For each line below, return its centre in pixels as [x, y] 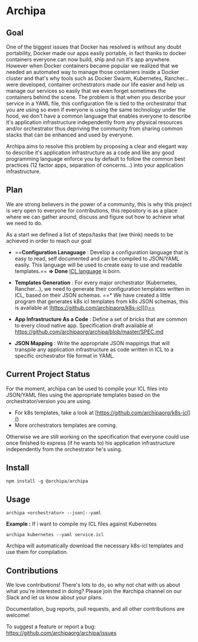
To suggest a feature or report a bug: [51, 627]
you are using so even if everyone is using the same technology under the [96, 110]
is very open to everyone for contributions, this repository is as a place [92, 210]
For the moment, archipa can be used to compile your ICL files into [87, 388]
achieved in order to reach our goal [49, 241]
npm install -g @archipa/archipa [47, 481]
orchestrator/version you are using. [49, 401]
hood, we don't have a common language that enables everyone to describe [99, 116]
